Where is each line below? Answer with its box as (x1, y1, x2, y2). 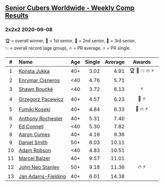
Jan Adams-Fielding (19, 173, 66, 180)
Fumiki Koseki (19, 106, 51, 113)
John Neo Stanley (19, 164, 60, 171)
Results (5, 12, 29, 20)
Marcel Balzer (19, 155, 50, 162)
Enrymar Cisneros (19, 77, 60, 84)
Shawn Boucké (19, 86, 53, 93)
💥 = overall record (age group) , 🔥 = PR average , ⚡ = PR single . (5, 45, 131, 51)
